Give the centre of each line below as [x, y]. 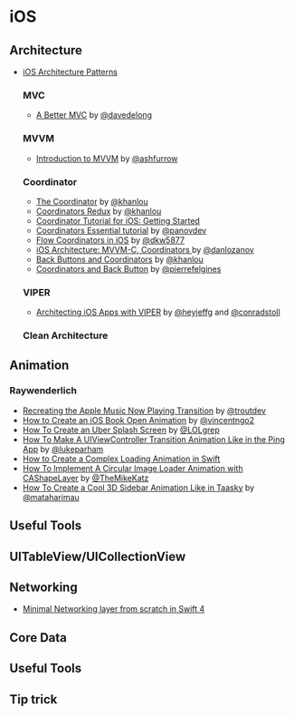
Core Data [38, 638]
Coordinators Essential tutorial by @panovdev [121, 230]
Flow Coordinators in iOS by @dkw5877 [110, 240]
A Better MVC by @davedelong [94, 115]
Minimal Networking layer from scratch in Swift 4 [114, 609]
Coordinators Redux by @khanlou [99, 211]
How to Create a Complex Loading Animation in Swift [121, 459]
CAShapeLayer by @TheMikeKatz [85, 478]
